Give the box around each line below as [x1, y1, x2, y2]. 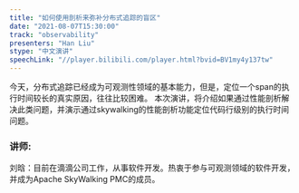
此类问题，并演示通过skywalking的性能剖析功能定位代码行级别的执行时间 [16, 104, 290, 114]
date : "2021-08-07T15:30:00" [9, 22, 120, 31]
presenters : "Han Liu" [9, 38, 95, 48]
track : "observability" [9, 30, 100, 39]
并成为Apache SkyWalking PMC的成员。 [9, 174, 160, 185]
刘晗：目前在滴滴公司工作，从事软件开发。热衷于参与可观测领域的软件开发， [9, 162, 295, 173]
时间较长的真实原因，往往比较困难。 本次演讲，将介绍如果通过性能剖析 [16, 92, 282, 103]
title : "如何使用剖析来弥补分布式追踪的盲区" [9, 13, 161, 23]
